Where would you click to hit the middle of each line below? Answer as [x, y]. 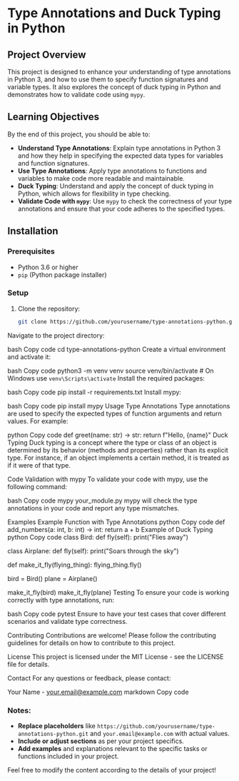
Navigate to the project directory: [56, 335]
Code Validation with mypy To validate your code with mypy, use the [108, 479]
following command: [37, 486]
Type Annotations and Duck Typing [114, 13]
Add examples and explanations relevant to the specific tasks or [113, 748]
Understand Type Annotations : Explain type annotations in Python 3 [119, 148]
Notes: [19, 710]
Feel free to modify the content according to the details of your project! [112, 770]
